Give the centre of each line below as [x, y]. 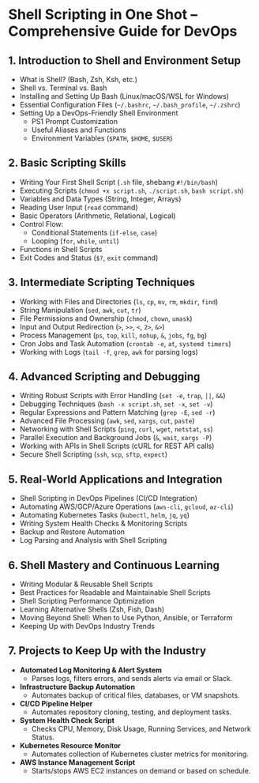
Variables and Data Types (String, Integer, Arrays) [100, 198]
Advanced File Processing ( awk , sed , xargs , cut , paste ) [107, 421]
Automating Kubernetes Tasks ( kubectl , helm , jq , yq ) [105, 515]
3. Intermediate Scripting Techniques [101, 282]
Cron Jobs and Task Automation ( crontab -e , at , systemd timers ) [125, 343]
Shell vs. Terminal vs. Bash [63, 88]
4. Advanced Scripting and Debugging [104, 377]
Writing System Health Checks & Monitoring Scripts [103, 524]
